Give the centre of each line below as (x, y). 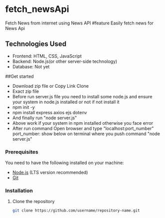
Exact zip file (25, 91)
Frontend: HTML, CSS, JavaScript (47, 56)
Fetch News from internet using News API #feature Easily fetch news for (79, 23)
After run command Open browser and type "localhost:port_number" (83, 128)
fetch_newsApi (37, 9)
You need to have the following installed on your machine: (65, 163)
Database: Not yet (31, 66)
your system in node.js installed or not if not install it (66, 102)
